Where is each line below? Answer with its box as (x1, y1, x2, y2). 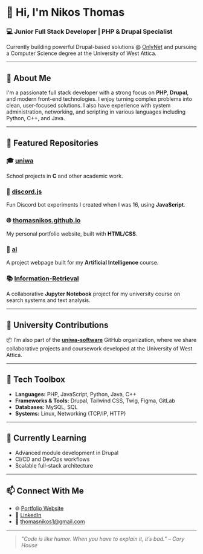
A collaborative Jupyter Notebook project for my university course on (6, 290, 181, 298)
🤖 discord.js (6, 187, 42, 196)
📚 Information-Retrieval (6, 274, 80, 283)
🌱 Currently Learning (6, 433, 86, 443)
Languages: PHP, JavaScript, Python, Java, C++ (14, 390, 137, 398)
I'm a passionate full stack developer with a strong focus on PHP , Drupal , (6, 89, 189, 96)
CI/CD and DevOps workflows (14, 456, 90, 463)
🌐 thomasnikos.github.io (6, 216, 81, 225)
